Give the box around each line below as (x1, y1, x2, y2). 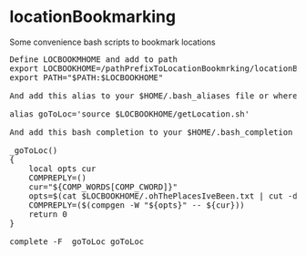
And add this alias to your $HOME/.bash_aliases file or (9, 90, 270, 101)
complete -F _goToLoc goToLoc (9, 236, 145, 247)
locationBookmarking (9, 6, 176, 27)
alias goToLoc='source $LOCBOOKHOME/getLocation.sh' (9, 108, 250, 119)
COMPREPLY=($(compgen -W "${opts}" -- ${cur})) (28, 200, 246, 210)
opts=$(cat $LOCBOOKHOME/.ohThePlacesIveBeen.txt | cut (28, 190, 284, 201)
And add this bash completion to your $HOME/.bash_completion (9, 127, 293, 138)
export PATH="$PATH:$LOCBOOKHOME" (9, 72, 164, 83)
